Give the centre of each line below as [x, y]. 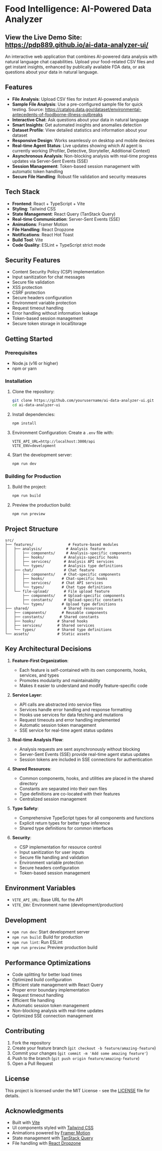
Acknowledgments [35, 1111]
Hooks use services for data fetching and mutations [71, 715]
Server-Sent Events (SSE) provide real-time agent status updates [84, 754]
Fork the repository [31, 1043]
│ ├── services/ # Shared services [50, 625]
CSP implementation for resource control [60, 847]
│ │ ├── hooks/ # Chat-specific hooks [56, 578]
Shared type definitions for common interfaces [66, 828]
